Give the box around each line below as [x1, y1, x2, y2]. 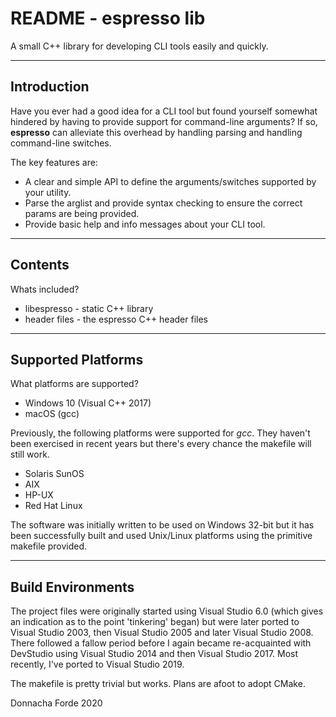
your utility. [24, 186, 72, 198]
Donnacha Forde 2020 [10, 697, 103, 709]
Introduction [10, 78, 90, 96]
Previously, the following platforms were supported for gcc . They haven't [10, 427, 311, 439]
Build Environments [10, 578, 135, 596]
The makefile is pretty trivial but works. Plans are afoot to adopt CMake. [10, 678, 306, 690]
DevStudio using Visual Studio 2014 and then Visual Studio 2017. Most [10, 648, 299, 660]
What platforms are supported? [10, 378, 139, 390]
